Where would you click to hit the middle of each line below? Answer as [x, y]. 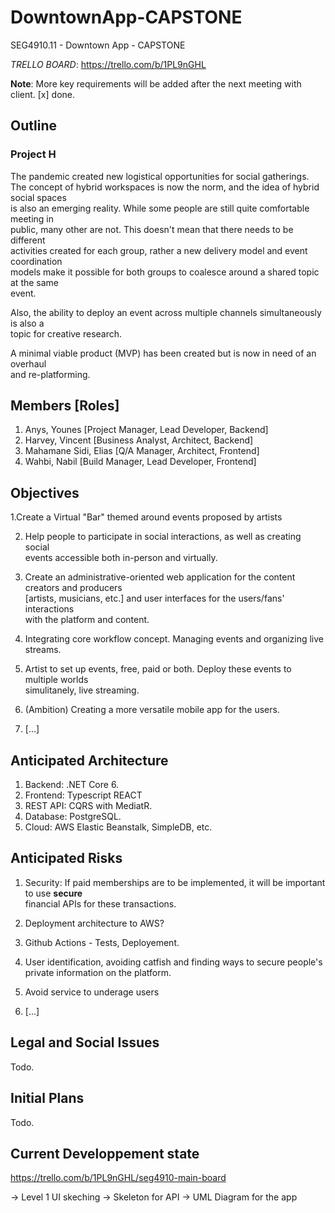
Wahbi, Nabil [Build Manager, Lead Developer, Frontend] [140, 462]
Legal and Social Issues [85, 1042]
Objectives [45, 492]
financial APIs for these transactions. [100, 903]
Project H [33, 154]
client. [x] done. [42, 94]
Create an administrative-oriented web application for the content [160, 577]
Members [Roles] [65, 406]
